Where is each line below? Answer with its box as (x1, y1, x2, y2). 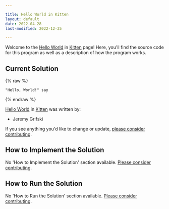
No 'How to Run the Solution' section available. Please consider (5, 193, 137, 199)
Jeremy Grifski (12, 116, 43, 122)
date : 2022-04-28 (5, 21, 42, 26)
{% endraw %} (5, 97, 36, 103)
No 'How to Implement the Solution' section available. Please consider (5, 159, 151, 165)
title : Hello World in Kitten (5, 12, 69, 17)
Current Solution (5, 64, 59, 73)
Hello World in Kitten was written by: (5, 106, 81, 112)
